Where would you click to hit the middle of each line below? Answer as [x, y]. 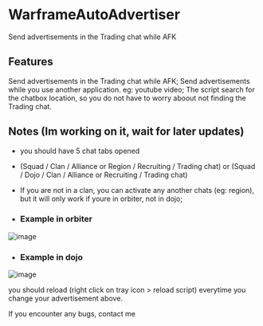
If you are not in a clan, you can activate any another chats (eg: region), [137, 190]
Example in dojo [51, 257]
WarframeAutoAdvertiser [94, 15]
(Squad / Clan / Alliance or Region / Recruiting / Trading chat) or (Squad [137, 166]
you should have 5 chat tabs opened [80, 151]
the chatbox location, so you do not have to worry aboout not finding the [127, 98]
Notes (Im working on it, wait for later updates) [126, 132]
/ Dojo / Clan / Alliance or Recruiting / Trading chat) [104, 175]
